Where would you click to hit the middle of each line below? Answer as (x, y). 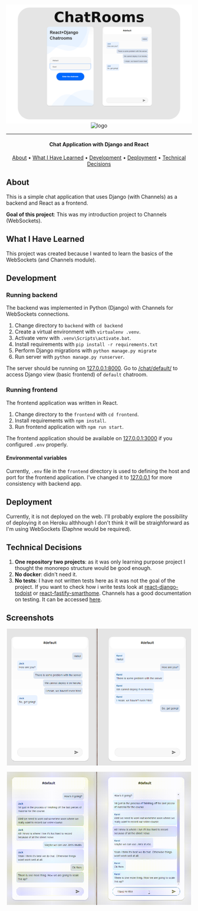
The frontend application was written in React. (62, 402)
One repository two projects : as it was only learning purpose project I (100, 562)
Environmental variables (37, 458)
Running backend (32, 295)
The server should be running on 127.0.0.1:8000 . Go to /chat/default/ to (92, 368)
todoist (23, 593)
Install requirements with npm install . (60, 420)
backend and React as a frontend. (47, 203)
